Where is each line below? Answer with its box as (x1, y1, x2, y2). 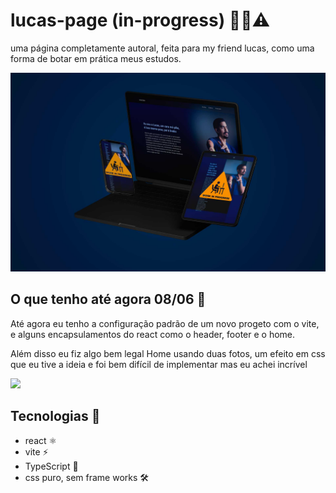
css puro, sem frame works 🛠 (24, 471, 150, 483)
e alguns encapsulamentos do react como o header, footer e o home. (10, 328, 296, 340)
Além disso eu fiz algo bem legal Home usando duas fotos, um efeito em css (10, 347, 326, 359)
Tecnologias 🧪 (10, 408, 101, 425)
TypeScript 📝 (24, 460, 79, 472)
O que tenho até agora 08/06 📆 (10, 291, 207, 308)
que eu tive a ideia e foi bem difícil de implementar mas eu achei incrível (10, 358, 308, 370)
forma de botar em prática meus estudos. (10, 52, 182, 64)
